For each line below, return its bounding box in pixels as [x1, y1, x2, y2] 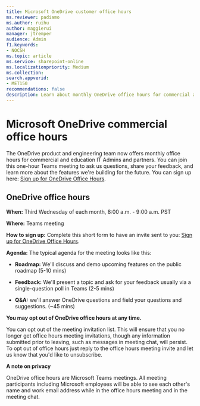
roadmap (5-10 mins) [14, 267, 67, 274]
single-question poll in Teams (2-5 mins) [14, 285, 115, 292]
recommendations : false [6, 86, 65, 92]
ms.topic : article [6, 53, 52, 59]
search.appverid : [6, 75, 49, 81]
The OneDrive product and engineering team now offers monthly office [6, 149, 180, 157]
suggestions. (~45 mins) [14, 302, 76, 310]
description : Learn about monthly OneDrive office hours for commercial [6, 92, 190, 98]
